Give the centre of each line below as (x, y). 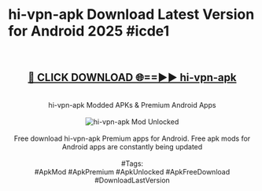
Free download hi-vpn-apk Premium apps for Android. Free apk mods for (132, 138)
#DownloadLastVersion (132, 180)
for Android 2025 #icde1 (89, 31)
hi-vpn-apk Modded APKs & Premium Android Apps (132, 105)
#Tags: (132, 163)
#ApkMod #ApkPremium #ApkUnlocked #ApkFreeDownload (132, 171)
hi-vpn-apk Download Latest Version (131, 15)
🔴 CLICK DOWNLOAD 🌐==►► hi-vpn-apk (132, 77)
